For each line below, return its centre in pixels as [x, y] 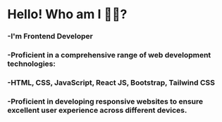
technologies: [32, 64]
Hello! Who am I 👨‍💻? [67, 14]
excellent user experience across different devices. [97, 110]
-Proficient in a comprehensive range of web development [109, 55]
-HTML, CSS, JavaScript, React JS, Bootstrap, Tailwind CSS [111, 82]
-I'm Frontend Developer [50, 36]
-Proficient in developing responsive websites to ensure [105, 101]
